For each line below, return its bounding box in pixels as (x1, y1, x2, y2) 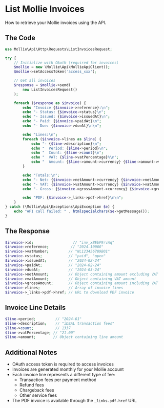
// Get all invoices (14, 78, 56, 83)
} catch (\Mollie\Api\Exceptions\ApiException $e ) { (5, 204, 115, 209)
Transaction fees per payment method (19, 377, 97, 383)
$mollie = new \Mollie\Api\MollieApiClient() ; (14, 65, 110, 69)
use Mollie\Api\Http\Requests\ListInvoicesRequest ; (5, 46, 112, 52)
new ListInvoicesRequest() (22, 87, 78, 92)
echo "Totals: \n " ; (22, 173, 60, 178)
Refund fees (19, 382, 44, 388)
